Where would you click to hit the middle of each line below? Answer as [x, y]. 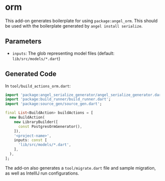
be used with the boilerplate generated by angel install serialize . [74, 26]
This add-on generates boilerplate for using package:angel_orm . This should [82, 21]
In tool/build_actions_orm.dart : [38, 86]
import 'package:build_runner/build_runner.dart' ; [58, 99]
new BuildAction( [27, 118]
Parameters [23, 42]
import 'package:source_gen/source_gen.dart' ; [54, 104]
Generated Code [31, 74]
